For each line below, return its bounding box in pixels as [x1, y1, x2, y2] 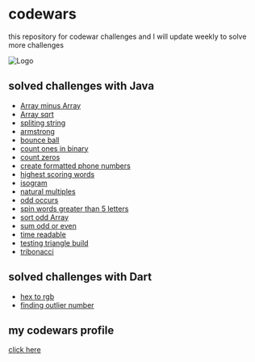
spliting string [19, 118, 66, 128]
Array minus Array [19, 100, 82, 110]
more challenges [8, 40, 65, 49]
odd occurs [19, 195, 59, 204]
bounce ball [19, 135, 60, 145]
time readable [19, 229, 66, 239]
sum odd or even [19, 221, 77, 230]
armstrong [19, 126, 55, 136]
